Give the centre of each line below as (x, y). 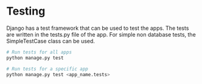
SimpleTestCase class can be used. (51, 41)
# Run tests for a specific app (47, 69)
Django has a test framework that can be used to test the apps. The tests (98, 28)
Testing (26, 11)
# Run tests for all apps (39, 52)
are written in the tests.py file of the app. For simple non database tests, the (101, 34)
